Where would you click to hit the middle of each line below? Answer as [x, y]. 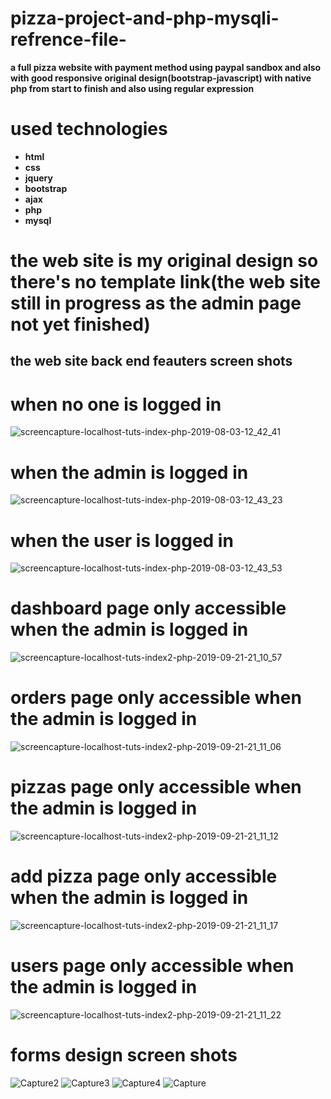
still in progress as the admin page [156, 303]
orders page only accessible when [156, 698]
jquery [38, 178]
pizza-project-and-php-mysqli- [145, 18]
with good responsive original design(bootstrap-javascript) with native [161, 78]
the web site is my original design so [164, 261]
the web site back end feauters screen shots [151, 361]
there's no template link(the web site [165, 282]
